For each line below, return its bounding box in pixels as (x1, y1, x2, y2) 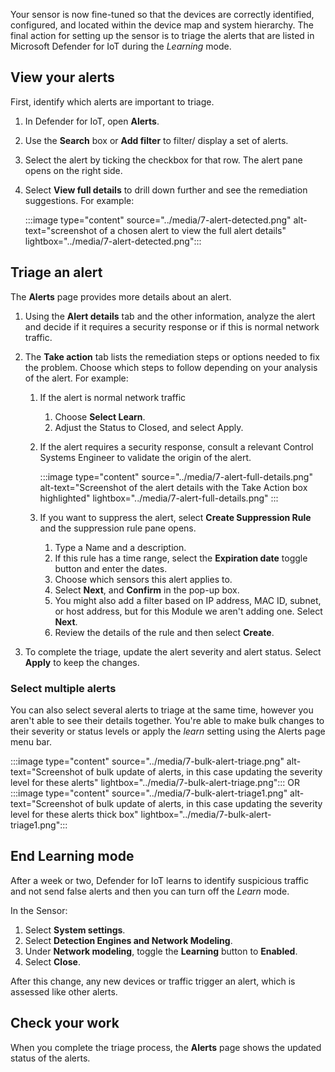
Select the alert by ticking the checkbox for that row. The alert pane (24, 154, 303, 166)
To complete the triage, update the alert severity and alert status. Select (24, 645, 322, 658)
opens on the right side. (24, 164, 123, 176)
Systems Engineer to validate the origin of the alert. (39, 451, 252, 463)
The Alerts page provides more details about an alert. (10, 290, 232, 303)
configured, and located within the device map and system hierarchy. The (10, 19, 314, 31)
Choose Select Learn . (54, 410, 146, 423)
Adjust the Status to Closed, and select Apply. (54, 421, 244, 433)
